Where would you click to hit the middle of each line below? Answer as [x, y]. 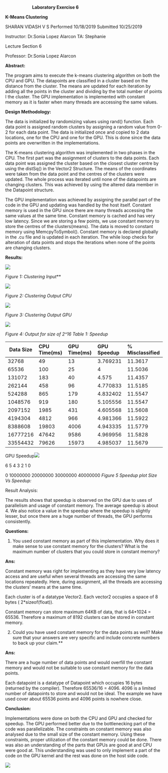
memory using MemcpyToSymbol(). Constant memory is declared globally [82, 232]
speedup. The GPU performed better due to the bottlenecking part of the [80, 724]
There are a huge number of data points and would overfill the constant [79, 662]
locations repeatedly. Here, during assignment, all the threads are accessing [84, 582]
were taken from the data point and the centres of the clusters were [75, 174]
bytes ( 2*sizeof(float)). [29, 602]
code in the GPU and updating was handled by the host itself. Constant [78, 205]
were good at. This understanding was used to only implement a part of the [83, 750]
